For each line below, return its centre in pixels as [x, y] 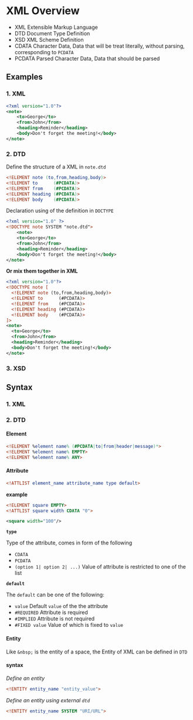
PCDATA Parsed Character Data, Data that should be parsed [87, 58]
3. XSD [16, 368]
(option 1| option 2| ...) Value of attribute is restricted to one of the [100, 567]
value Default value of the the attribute [61, 606]
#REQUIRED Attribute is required [51, 612]
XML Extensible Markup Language [56, 27]
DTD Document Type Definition [52, 33]
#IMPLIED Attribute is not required [55, 619]
